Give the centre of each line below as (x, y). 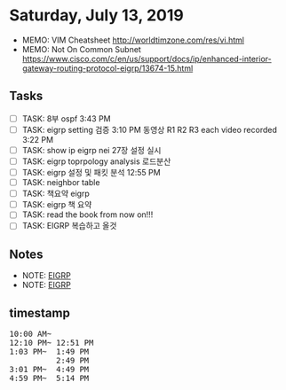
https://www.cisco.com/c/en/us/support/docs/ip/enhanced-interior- (147, 58)
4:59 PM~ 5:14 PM (49, 378)
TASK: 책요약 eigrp (56, 194)
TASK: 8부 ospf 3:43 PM (66, 118)
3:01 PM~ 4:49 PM (49, 369)
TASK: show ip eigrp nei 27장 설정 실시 (91, 150)
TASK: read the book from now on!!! (87, 214)
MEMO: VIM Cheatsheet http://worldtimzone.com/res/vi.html (133, 40)
